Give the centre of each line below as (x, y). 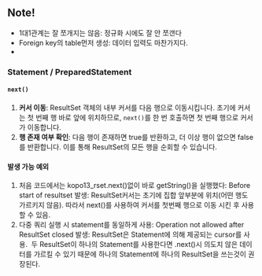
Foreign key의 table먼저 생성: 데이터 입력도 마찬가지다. (103, 42)
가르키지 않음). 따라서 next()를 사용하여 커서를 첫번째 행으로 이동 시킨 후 (129, 205)
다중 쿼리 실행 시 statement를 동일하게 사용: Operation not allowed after (131, 225)
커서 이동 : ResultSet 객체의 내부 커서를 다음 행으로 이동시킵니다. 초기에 (127, 107)
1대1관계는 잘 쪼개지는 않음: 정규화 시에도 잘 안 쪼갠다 (100, 33)
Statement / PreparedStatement (70, 72)
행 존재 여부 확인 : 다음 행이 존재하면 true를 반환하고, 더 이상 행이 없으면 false (136, 137)
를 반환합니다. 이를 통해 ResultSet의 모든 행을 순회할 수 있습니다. (118, 147)
